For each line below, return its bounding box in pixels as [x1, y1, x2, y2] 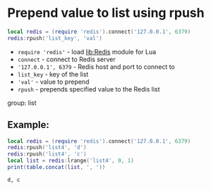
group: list [7, 99, 37, 107]
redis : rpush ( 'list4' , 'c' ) [7, 151, 87, 158]
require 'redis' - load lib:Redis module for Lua [17, 47, 157, 56]
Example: [7, 119, 49, 131]
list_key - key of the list [17, 70, 89, 78]
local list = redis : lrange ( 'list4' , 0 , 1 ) [7, 157, 134, 165]
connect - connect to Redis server [17, 55, 116, 63]
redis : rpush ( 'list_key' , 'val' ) [7, 34, 102, 42]
